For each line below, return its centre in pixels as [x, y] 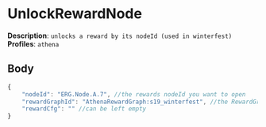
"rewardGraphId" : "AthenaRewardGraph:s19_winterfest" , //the [125, 102]
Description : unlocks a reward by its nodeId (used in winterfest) [120, 35]
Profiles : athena [33, 43]
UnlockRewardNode [75, 14]
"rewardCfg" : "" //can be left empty [84, 109]
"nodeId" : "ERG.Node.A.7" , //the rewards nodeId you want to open [134, 94]
